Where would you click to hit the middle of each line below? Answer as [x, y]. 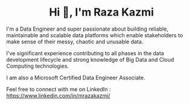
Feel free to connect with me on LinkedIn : [59, 89]
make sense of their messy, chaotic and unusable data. [75, 41]
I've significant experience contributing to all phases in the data [85, 53]
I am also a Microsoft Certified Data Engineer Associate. [76, 77]
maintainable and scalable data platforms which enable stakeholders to [94, 35]
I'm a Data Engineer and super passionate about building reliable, [87, 29]
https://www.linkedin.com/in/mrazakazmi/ [58, 95]
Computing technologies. [38, 66]
